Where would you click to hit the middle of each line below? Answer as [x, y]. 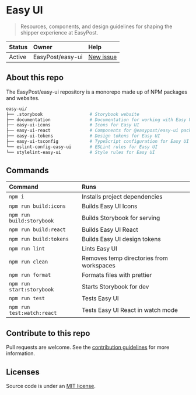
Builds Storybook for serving [121, 218]
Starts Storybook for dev [115, 287]
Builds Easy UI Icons [109, 207]
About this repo [35, 78]
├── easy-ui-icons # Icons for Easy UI [73, 125]
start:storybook [32, 290]
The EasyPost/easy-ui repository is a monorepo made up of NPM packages [97, 92]
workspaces [98, 266]
